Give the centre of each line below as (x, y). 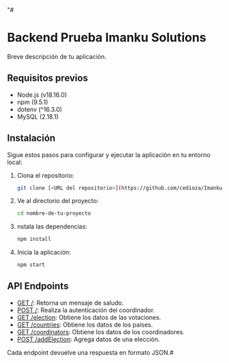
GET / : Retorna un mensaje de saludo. (70, 303)
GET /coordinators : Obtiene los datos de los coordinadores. (100, 331)
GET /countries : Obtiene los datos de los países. (85, 325)
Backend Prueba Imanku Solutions (107, 38)
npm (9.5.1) (32, 102)
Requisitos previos (48, 78)
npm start (31, 265)
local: (15, 162)
